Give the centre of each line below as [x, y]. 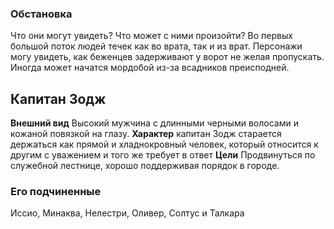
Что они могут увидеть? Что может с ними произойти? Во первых [151, 36]
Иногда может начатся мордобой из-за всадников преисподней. [150, 68]
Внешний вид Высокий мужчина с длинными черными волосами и [154, 123]
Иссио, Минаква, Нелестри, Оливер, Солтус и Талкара [127, 213]
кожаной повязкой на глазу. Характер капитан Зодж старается [146, 134]
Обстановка [41, 14]
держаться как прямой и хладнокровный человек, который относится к [164, 144]
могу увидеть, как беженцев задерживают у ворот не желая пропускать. [167, 57]
